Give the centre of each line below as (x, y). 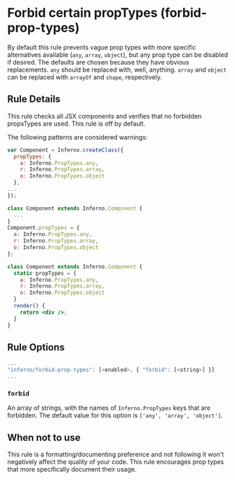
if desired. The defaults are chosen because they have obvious (98, 62)
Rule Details (34, 99)
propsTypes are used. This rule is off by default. (76, 124)
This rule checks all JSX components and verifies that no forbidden (105, 116)
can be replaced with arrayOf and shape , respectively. (85, 77)
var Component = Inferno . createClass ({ (66, 150)
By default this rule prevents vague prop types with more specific (102, 47)
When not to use (44, 438)
